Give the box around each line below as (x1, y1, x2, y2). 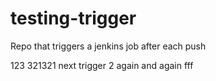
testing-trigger (10, 7, 137, 30)
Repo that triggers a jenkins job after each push (10, 40, 207, 52)
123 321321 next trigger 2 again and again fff (10, 59, 194, 71)
